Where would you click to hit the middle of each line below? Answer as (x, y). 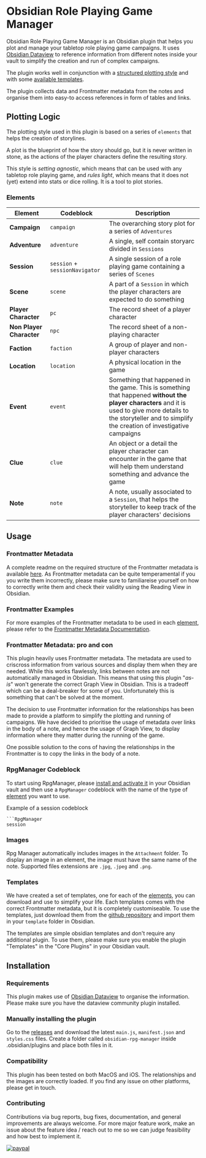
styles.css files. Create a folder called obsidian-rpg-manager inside (91, 1039)
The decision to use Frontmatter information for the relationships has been (100, 709)
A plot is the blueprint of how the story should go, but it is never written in (99, 150)
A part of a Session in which (149, 284)
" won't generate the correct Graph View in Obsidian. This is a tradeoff (99, 684)
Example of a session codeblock (48, 808)
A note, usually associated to (150, 492)
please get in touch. (31, 1088)
